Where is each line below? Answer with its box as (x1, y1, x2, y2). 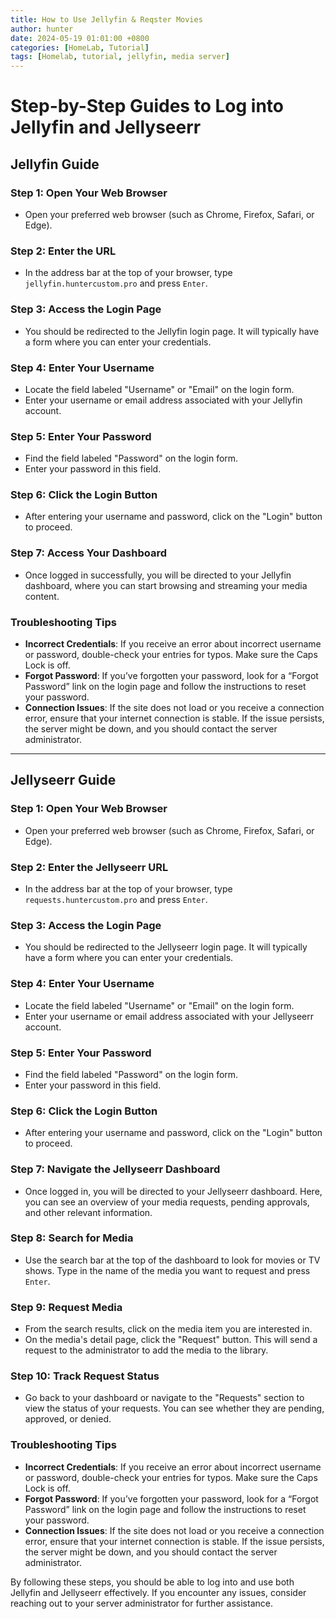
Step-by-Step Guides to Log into (10, 95, 284, 118)
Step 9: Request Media (10, 1300, 123, 1314)
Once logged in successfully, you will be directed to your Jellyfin (24, 569, 292, 581)
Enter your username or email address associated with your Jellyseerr (24, 1010, 314, 1022)
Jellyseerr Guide (10, 772, 117, 789)
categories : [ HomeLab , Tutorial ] (10, 42, 150, 53)
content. (24, 590, 60, 602)
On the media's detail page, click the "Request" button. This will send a (24, 1334, 318, 1346)
